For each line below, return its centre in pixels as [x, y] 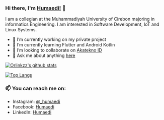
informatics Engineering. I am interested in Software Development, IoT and [82, 24]
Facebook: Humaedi [33, 107]
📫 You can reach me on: [36, 89]
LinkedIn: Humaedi [32, 112]
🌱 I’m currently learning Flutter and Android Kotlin [64, 45]
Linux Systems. [21, 30]
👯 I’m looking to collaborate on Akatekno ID [57, 50]
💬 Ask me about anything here [44, 55]
